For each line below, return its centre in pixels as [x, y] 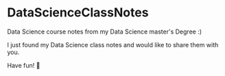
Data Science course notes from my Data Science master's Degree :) [105, 31]
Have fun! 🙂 [24, 65]
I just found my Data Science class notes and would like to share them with [113, 45]
